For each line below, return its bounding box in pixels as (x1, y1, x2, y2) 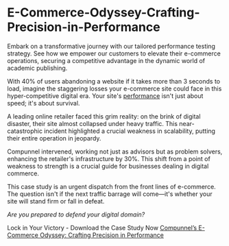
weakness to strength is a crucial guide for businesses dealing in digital (7, 162, 209, 170)
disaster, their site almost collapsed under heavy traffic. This (7, 119, 178, 127)
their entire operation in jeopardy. (7, 134, 101, 142)
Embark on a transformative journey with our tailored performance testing (7, 42, 216, 50)
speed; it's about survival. (7, 99, 80, 107)
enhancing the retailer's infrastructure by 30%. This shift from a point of (7, 154, 210, 162)
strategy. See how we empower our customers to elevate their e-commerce (7, 49, 221, 58)
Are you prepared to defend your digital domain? (7, 210, 145, 219)
